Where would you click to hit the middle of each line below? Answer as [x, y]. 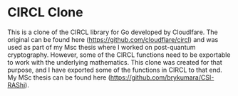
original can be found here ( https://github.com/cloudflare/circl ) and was [113, 39]
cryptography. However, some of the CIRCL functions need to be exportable [119, 55]
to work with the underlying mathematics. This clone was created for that [115, 62]
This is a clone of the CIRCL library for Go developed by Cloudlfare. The [113, 32]
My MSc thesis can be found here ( [59, 77]
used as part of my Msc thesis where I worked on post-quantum [102, 47]
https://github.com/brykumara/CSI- [162, 77]
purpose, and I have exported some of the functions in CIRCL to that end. [115, 70]
